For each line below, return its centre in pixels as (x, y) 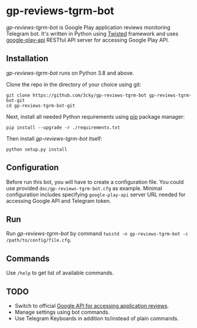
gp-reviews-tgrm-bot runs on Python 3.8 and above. (70, 73)
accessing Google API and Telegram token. (59, 200)
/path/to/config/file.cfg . (39, 240)
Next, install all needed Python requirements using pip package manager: (96, 116)
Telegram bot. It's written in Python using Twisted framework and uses (92, 33)
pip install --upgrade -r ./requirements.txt (63, 128)
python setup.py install (37, 149)
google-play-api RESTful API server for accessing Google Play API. (88, 40)
